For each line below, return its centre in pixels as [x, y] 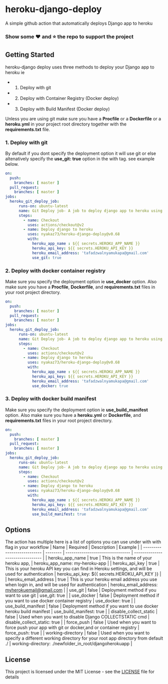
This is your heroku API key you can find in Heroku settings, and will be [78, 569]
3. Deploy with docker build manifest [51, 399]
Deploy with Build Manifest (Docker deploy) [65, 109]
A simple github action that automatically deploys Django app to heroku [79, 23]
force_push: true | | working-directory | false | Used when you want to [77, 633]
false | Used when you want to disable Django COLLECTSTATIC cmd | [77, 617]
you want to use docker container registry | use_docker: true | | [70, 601]
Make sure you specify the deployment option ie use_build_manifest [76, 410]
